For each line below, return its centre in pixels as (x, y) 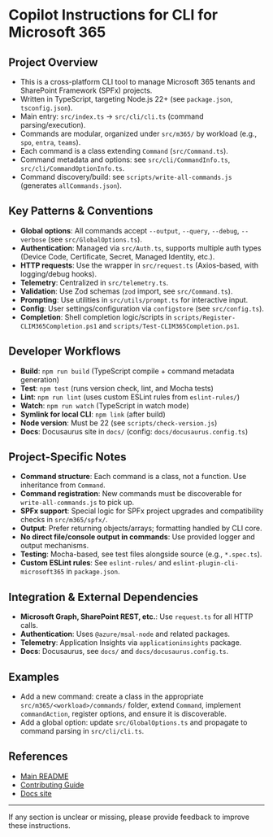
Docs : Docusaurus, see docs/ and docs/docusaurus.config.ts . (124, 652)
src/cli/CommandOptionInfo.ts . (72, 168)
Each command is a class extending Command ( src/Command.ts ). (124, 151)
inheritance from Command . (63, 485)
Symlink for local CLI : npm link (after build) (93, 414)
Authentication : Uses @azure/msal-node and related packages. (125, 634)
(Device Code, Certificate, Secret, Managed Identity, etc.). (117, 256)
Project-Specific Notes (67, 457)
